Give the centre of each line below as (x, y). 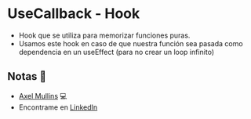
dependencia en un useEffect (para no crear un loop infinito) (116, 52)
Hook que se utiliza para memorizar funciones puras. (104, 35)
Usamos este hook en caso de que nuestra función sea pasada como (131, 43)
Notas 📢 (27, 76)
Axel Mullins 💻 (43, 96)
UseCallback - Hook (74, 14)
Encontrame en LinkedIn (58, 107)
